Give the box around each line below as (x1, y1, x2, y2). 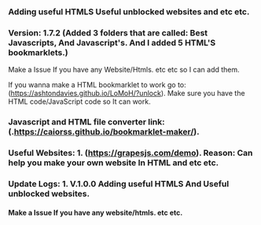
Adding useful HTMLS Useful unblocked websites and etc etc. (8, 6, 250, 17)
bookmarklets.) (8, 46, 68, 57)
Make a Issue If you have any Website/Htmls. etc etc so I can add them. (8, 65, 240, 75)
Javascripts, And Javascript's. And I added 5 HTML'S (8, 37, 216, 48)
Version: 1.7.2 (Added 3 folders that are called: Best (8, 27, 208, 38)
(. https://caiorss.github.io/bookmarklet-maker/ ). (8, 127, 200, 138)
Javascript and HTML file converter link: (8, 116, 165, 127)
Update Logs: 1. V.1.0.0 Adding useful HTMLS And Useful (8, 178, 230, 189)
